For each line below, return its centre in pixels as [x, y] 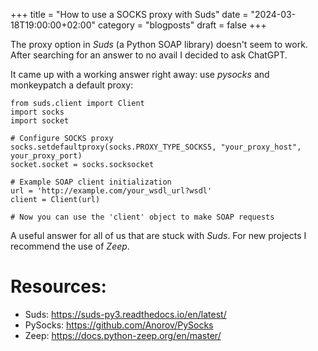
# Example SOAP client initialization [91, 182]
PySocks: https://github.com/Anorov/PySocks [119, 325]
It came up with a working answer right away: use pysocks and [140, 74]
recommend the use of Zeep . [70, 246]
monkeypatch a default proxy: [72, 85]
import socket [40, 121]
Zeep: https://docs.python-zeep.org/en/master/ [123, 335]
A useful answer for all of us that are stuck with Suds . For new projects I [158, 235]
